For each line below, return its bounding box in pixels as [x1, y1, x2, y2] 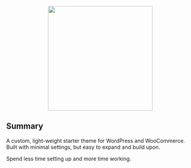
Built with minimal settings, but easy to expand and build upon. [6, 143, 161, 151]
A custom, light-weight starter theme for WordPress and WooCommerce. [6, 137, 185, 144]
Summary [6, 121, 44, 132]
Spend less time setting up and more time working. [6, 155, 131, 162]
